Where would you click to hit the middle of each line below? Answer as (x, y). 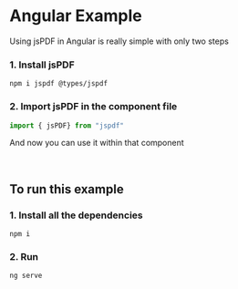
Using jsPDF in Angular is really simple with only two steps (119, 41)
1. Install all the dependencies (76, 215)
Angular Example (76, 16)
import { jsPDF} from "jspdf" (67, 125)
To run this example (67, 189)
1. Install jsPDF (42, 65)
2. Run (24, 257)
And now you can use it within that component (97, 143)
